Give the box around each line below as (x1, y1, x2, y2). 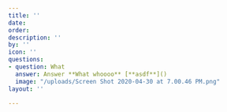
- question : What (8, 63, 65, 71)
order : (8, 26, 30, 34)
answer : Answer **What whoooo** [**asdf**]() (15, 70, 168, 78)
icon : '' (8, 48, 37, 56)
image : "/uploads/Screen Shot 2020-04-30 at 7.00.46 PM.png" (15, 77, 221, 85)
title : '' (8, 11, 41, 20)
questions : (8, 56, 44, 64)
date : (8, 19, 26, 27)
